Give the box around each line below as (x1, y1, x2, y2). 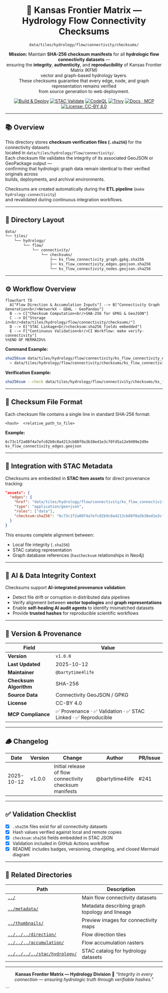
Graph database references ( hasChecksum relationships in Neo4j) (12, 552, 144, 558)
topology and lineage (81, 908, 131, 915)
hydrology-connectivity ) (5, 191, 56, 197)
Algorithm (7, 683, 32, 690)
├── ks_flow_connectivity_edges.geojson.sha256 (49, 261, 151, 267)
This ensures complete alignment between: (5, 532, 94, 538)
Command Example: (5, 346, 48, 352)
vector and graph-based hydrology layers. (40, 72, 127, 78)
